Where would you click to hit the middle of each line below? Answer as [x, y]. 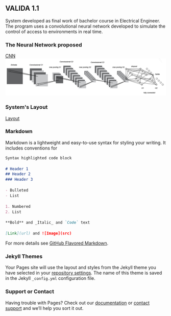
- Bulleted [17, 190]
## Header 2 [18, 174]
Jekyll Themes [24, 256]
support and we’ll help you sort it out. [44, 308]
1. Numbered [18, 206]
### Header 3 [19, 180]
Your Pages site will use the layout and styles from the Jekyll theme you [81, 268]
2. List [14, 212]
